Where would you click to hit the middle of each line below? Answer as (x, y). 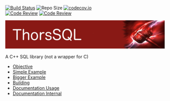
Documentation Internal (37, 93)
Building (21, 82)
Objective (23, 66)
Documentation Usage (36, 88)
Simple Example (29, 72)
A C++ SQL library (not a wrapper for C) (47, 56)
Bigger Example (29, 77)
